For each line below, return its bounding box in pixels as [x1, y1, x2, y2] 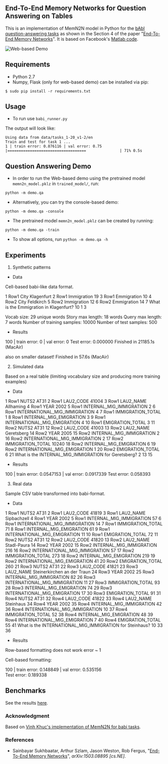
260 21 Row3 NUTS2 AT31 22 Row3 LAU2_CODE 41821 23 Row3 [5, 563, 138, 570]
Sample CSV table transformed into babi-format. [5, 490, 105, 497]
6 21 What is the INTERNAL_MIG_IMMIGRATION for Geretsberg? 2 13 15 [5, 452, 153, 458]
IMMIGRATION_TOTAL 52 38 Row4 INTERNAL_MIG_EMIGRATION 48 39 [5, 612, 153, 618]
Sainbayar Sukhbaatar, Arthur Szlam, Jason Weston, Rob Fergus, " [12, 748, 150, 754]
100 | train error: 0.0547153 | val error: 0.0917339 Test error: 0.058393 [5, 471, 151, 477]
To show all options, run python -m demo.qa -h [12, 236, 108, 242]
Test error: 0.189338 [5, 672, 47, 678]
